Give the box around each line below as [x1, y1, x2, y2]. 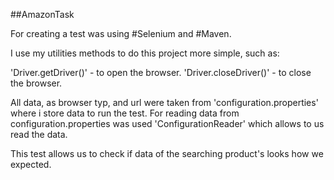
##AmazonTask [10, 9, 75, 20]
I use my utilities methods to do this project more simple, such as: [10, 47, 280, 59]
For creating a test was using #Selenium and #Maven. [10, 28, 232, 39]
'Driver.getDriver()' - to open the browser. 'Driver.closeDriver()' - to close [10, 67, 312, 78]
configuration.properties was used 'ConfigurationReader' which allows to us [10, 118, 325, 129]
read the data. [10, 129, 68, 140]
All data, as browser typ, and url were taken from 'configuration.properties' [10, 97, 319, 108]
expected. [10, 159, 52, 170]
